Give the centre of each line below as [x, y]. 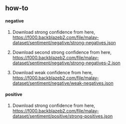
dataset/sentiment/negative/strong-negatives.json [64, 42]
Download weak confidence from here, [52, 72]
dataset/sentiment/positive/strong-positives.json [62, 116]
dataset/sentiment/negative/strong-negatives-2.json [66, 63]
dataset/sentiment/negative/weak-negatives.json [63, 83]
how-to [17, 8]
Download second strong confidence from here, [62, 52]
